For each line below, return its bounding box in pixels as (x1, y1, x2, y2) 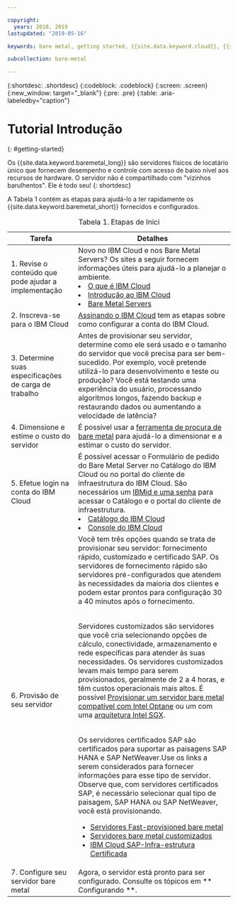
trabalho (11, 389, 39, 399)
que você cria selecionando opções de (77, 630, 208, 640)
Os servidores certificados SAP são (77, 735, 196, 745)
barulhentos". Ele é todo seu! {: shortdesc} (7, 181, 132, 190)
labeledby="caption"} (7, 97, 70, 105)
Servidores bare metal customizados (89, 831, 212, 841)
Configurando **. (77, 886, 137, 895)
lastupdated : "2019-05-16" (7, 30, 87, 37)
